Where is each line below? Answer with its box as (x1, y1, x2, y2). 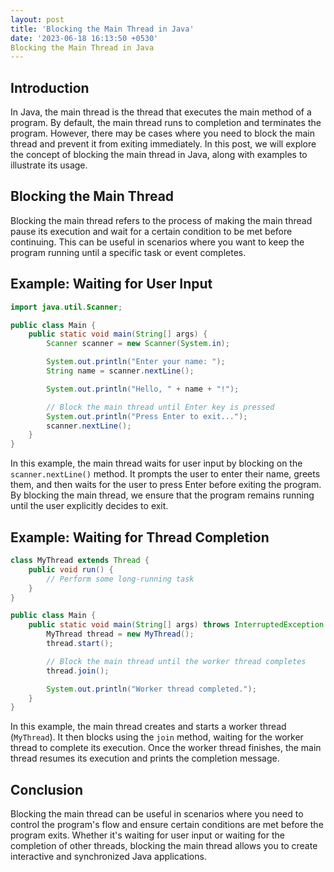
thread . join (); (46, 666, 110, 676)
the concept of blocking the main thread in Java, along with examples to (10, 149, 308, 161)
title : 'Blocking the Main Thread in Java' (10, 24, 195, 34)
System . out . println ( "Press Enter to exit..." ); (46, 411, 248, 421)
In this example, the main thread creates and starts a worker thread (10, 721, 287, 733)
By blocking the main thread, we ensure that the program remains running (10, 489, 315, 501)
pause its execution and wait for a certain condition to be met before (10, 225, 293, 237)
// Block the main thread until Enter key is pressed (46, 402, 275, 412)
